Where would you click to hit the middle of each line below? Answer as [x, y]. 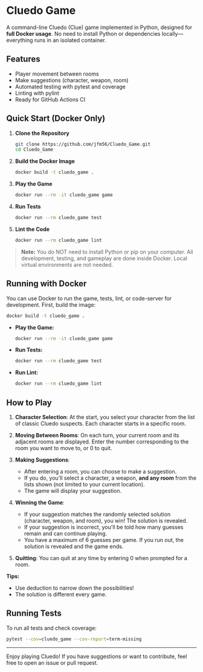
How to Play [29, 403]
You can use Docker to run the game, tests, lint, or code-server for [89, 298]
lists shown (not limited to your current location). [84, 484]
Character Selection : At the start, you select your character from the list [105, 417]
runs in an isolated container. [70, 40]
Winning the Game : [40, 502]
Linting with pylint [37, 93]
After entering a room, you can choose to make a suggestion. [100, 471]
